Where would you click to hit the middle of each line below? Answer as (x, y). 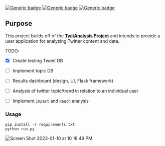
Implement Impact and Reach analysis (50, 101)
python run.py (20, 129)
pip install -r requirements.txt (40, 125)
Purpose (19, 23)
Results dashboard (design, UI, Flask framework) (63, 81)
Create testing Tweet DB (38, 60)
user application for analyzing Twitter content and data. (62, 41)
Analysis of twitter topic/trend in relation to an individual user (75, 91)
